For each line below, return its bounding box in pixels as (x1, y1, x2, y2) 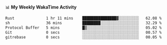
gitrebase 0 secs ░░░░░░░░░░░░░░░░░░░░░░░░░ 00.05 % (5, 34, 162, 39)
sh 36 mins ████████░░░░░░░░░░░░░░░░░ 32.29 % (5, 20, 162, 25)
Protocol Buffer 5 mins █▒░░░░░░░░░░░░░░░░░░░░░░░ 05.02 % (5, 25, 162, 30)
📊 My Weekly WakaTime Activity (5, 4, 77, 10)
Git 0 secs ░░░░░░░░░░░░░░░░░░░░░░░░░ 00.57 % (5, 30, 162, 35)
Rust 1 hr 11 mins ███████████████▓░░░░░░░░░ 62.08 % (5, 16, 162, 21)
